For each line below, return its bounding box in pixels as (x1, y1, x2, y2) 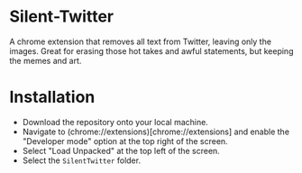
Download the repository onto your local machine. (22, 116, 209, 127)
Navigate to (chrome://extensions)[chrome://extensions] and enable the (22, 126, 290, 137)
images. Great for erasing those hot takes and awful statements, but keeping (9, 45, 294, 56)
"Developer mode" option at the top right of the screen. (22, 135, 228, 146)
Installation (9, 87, 96, 107)
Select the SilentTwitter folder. (22, 155, 142, 166)
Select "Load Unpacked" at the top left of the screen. (22, 145, 221, 156)
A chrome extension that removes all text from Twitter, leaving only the (9, 36, 272, 47)
